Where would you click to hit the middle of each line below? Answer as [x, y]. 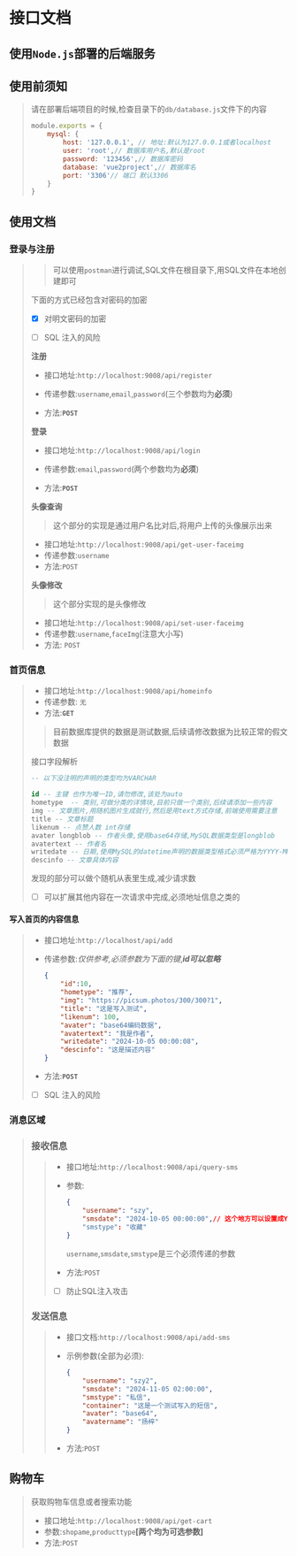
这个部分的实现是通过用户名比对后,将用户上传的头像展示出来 [162, 525]
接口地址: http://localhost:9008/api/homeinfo [128, 691]
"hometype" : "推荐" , [97, 993]
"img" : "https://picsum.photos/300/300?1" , [141, 1000]
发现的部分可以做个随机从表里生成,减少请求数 [113, 878]
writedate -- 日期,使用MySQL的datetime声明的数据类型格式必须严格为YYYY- [156, 852]
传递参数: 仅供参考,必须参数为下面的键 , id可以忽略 [132, 959]
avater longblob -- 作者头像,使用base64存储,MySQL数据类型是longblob [153, 835]
